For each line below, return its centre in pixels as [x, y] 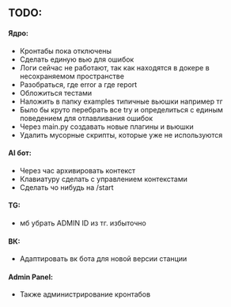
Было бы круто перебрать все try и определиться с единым [121, 109]
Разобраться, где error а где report [78, 84]
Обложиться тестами [56, 93]
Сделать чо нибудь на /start [66, 187]
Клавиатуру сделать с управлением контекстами [104, 179]
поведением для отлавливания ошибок [86, 118]
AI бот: [20, 153]
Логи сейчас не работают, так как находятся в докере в [114, 67]
